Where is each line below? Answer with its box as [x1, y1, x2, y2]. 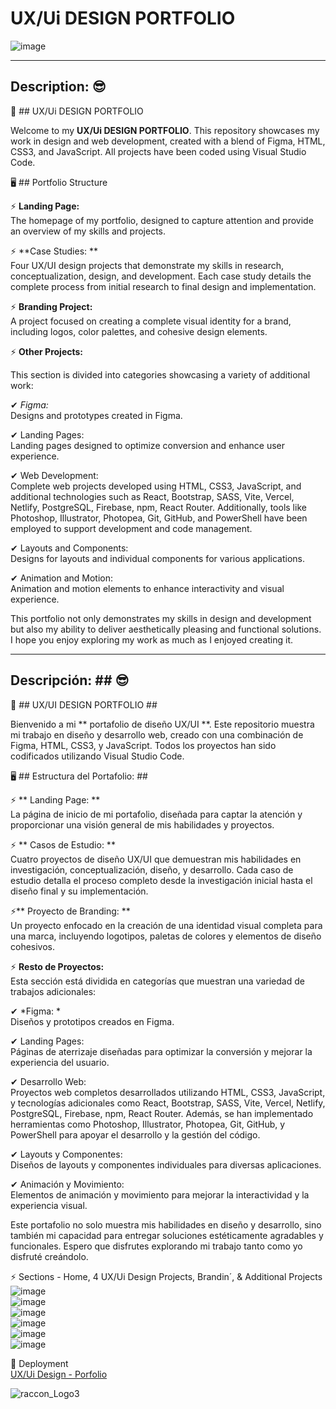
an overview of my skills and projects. [10, 225, 167, 237]
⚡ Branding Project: [10, 300, 93, 312]
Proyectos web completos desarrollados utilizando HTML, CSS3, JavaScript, [10, 1086, 326, 1098]
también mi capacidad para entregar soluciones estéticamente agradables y [10, 1229, 324, 1241]
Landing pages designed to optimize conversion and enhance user [10, 439, 286, 451]
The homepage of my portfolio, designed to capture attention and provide [10, 214, 314, 226]
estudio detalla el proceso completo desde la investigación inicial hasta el [10, 874, 313, 886]
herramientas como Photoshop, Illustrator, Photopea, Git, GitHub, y [10, 1118, 286, 1130]
